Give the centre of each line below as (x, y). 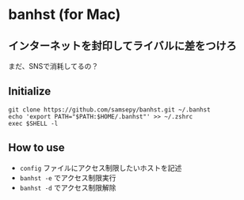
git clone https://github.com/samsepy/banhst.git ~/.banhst (110, 109)
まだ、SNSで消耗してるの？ (53, 66)
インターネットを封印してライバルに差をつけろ (122, 45)
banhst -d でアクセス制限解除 (68, 187)
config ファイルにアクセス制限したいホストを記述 (101, 168)
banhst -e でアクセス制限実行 (68, 177)
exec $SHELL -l (33, 123)
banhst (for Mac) (65, 15)
